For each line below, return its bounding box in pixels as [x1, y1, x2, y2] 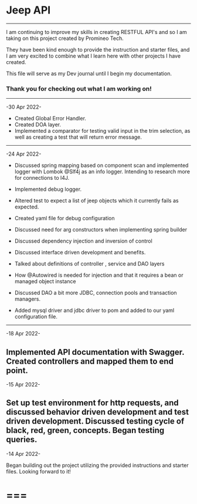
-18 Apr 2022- [6, 330, 41, 337]
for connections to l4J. [14, 174, 69, 182]
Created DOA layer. [14, 121, 62, 128]
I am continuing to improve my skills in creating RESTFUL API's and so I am [6, 28, 187, 35]
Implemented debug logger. [14, 186, 82, 193]
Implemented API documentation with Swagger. [6, 347, 185, 357]
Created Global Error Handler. [14, 115, 87, 122]
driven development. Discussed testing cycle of [6, 416, 185, 426]
